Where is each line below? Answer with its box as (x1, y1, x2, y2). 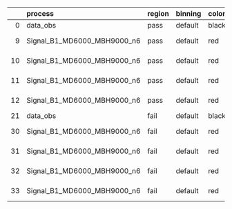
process (26, 9, 54, 18)
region (147, 9, 169, 18)
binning (175, 9, 202, 18)
